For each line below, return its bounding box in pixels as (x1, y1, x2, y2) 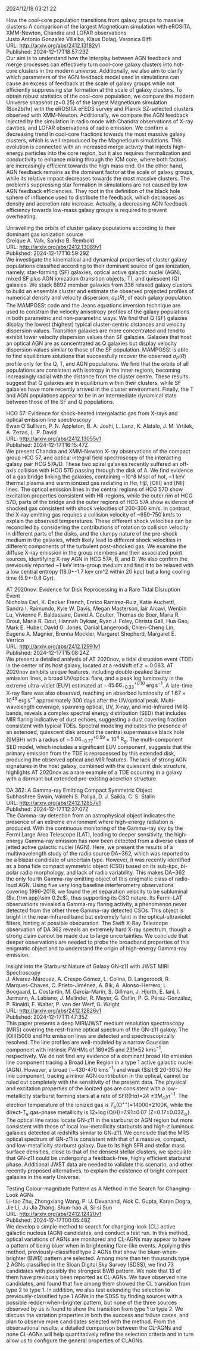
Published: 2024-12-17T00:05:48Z (6, 1217, 91, 1224)
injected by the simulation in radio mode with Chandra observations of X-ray (6, 118, 193, 125)
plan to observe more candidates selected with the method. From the (6, 1318, 176, 1325)
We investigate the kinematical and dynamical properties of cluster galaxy (6, 256, 187, 263)
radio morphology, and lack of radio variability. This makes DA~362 (20, 869, 186, 876)
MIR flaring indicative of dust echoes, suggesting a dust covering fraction (6, 716, 186, 723)
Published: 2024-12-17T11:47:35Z (6, 1013, 88, 1021)
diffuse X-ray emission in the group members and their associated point (6, 549, 183, 556)
